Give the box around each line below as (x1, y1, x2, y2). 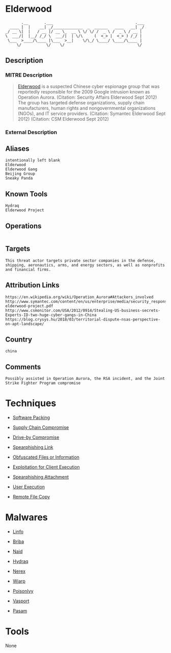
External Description (5, 128, 58, 136)
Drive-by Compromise (12, 434, 60, 440)
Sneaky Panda (5, 176, 33, 181)
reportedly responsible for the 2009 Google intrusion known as (17, 88, 150, 95)
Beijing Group (5, 171, 36, 176)
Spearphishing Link (12, 444, 53, 451)
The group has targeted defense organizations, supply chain (17, 99, 145, 105)
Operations (5, 221, 42, 230)
